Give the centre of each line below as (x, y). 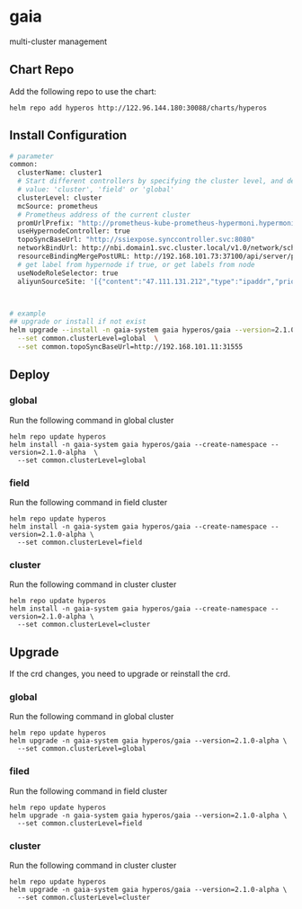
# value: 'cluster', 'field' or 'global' (96, 190)
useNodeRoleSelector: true (68, 273)
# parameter (31, 156)
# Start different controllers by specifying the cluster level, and (150, 182)
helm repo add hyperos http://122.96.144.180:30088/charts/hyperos (138, 108)
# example (28, 313)
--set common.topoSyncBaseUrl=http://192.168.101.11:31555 (130, 347)
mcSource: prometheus (58, 206)
